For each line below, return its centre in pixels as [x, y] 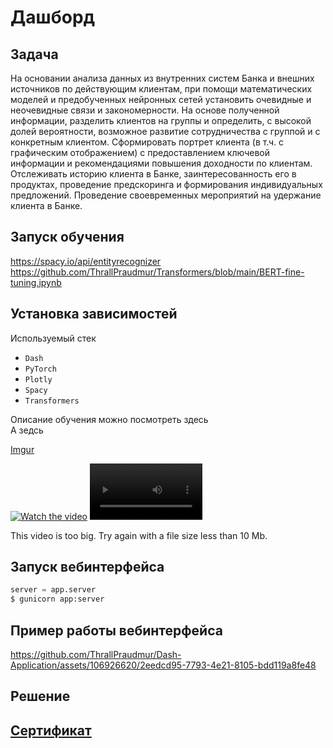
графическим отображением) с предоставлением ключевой [140, 152]
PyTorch [40, 369]
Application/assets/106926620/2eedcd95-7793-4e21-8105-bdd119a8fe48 [163, 665]
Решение [40, 696]
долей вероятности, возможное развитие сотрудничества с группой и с [165, 131]
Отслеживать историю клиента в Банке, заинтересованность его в [153, 174]
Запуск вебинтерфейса [87, 567]
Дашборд [53, 17]
